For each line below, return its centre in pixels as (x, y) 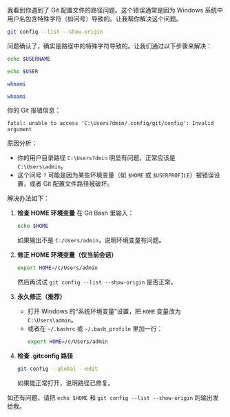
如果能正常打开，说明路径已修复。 (65, 382)
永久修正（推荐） (41, 297)
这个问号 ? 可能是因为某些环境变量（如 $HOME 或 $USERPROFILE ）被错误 (116, 175)
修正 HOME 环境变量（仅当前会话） (67, 255)
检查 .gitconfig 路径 (45, 356)
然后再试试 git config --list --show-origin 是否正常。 (97, 282)
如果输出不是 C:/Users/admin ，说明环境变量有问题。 (91, 240)
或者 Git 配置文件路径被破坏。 (71, 184)
